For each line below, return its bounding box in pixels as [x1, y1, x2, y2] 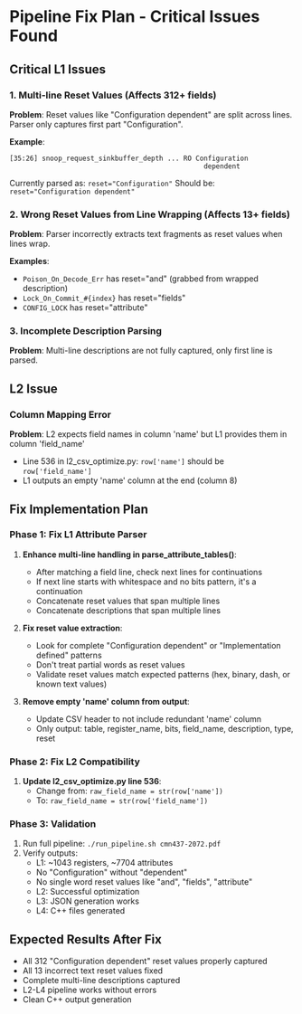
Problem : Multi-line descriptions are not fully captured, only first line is [9, 346, 273, 356]
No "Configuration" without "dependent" [35, 867, 188, 878]
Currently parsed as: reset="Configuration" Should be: [9, 177, 215, 188]
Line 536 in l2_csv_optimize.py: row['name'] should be [22, 456, 224, 467]
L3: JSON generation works [35, 896, 140, 906]
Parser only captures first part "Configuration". [9, 118, 184, 129]
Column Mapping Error [9, 408, 111, 421]
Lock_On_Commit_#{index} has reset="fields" [22, 292, 186, 304]
